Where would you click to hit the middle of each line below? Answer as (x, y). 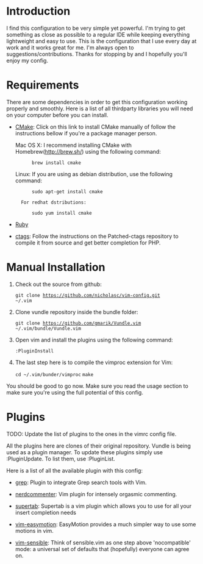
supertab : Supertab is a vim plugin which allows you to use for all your (103, 506)
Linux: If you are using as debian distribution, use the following (94, 174)
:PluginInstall (34, 351)
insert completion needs (45, 512)
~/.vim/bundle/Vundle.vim (48, 328)
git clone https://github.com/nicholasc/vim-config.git (87, 295)
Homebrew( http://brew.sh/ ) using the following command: (88, 151)
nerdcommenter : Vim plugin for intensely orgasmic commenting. (96, 494)
